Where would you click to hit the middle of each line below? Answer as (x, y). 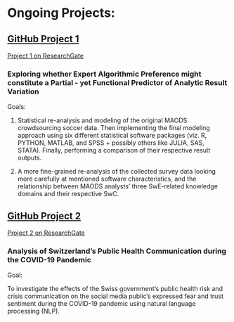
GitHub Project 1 (43, 39)
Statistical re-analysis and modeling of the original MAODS (102, 120)
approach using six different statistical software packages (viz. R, (112, 136)
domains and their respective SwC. (68, 194)
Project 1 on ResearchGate (46, 56)
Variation (24, 91)
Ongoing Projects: (61, 13)
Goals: (17, 107)
